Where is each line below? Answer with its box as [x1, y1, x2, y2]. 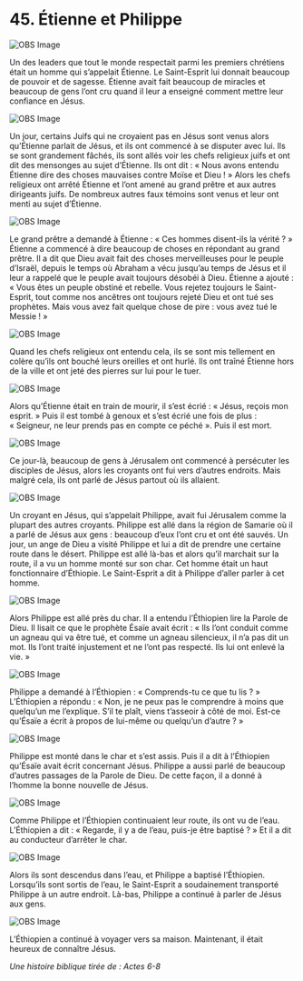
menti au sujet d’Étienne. [9, 198, 102, 209]
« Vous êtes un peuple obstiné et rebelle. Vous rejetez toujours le [9, 282, 253, 293]
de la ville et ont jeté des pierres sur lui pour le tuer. [9, 365, 201, 376]
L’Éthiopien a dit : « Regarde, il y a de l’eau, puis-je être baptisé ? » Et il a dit [9, 824, 292, 836]
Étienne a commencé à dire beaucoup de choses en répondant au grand [9, 243, 280, 254]
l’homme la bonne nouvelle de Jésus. [9, 779, 149, 790]
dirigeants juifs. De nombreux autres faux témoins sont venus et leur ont [9, 188, 279, 199]
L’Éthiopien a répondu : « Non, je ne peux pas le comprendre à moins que [9, 696, 284, 706]
